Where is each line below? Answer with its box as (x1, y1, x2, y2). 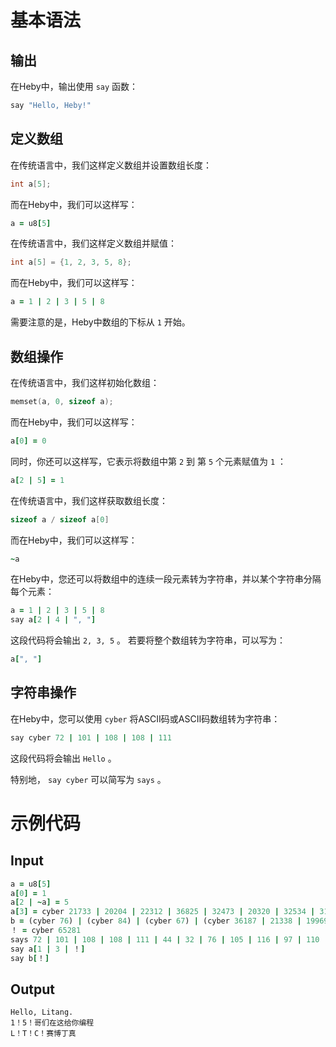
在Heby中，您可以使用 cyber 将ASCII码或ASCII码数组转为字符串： (10, 712, 281, 725)
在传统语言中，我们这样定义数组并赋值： (10, 237, 177, 250)
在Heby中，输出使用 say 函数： (10, 81, 139, 92)
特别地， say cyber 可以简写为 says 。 (10, 773, 167, 785)
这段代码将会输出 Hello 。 (10, 752, 117, 764)
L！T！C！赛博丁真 (10, 1029, 77, 1039)
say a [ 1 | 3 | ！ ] (10, 944, 86, 954)
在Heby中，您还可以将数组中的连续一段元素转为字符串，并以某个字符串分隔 (10, 573, 322, 585)
